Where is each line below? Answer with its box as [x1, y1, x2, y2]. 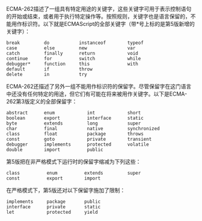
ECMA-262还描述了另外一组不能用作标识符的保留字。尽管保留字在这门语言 [6, 83, 192, 90]
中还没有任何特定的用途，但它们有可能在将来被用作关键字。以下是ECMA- [6, 90, 188, 98]
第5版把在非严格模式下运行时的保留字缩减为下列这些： [6, 158, 141, 165]
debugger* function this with [6, 61, 138, 67]
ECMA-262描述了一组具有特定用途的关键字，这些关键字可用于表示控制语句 [6, 5, 192, 12]
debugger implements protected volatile [6, 142, 149, 148]
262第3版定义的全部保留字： [6, 98, 78, 105]
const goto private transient [6, 136, 152, 142]
